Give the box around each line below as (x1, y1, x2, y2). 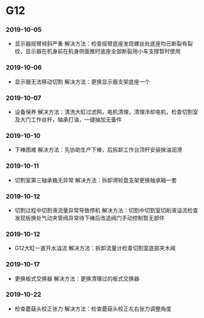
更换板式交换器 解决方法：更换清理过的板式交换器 (14, 275, 140, 282)
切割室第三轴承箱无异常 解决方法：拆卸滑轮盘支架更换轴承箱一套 (14, 176, 177, 184)
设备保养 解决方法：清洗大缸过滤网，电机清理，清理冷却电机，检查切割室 (14, 108, 199, 116)
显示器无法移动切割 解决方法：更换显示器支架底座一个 (14, 78, 150, 85)
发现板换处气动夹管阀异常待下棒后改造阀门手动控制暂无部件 (14, 214, 165, 222)
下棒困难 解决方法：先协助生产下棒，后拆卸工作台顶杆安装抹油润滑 (14, 146, 183, 153)
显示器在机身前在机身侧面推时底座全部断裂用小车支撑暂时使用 (25, 48, 181, 55)
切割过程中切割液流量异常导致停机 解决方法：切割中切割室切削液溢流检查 (14, 206, 199, 214)
